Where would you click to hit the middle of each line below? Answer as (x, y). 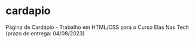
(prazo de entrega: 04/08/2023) (45, 33)
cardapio (28, 11)
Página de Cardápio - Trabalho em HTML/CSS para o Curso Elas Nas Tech (97, 27)
